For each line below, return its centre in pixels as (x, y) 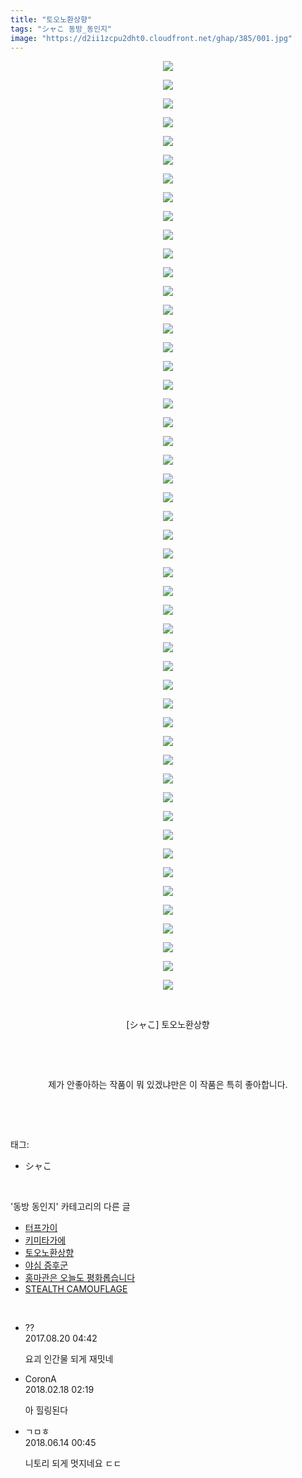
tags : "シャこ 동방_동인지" (61, 29)
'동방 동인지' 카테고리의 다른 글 (70, 1207)
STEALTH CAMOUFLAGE (76, 1289)
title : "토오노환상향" (51, 19)
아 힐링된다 (46, 1410)
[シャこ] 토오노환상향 (168, 1025)
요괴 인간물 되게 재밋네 (69, 1359)
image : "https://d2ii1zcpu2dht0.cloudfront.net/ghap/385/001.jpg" (151, 38)
